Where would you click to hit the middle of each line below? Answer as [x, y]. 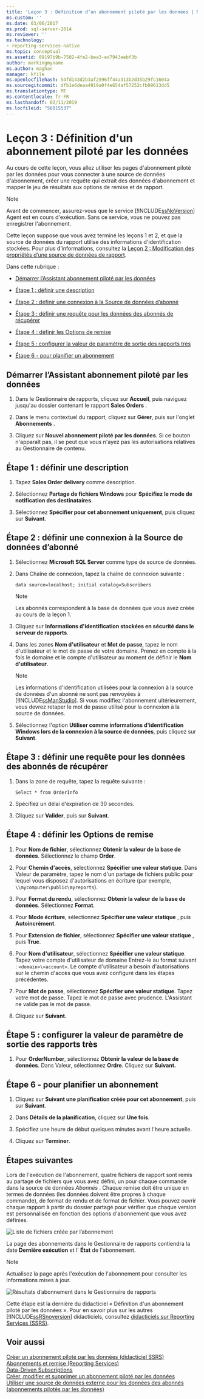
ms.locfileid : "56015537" [39, 108]
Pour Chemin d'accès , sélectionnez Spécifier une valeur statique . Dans [106, 867]
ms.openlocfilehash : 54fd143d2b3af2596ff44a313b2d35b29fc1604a [88, 80]
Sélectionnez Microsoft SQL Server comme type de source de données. [106, 562]
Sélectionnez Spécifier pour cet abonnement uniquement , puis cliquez [105, 512]
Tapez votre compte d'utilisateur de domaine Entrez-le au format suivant [106, 960]
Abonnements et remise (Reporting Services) [63, 1363]
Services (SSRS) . [28, 1323]
